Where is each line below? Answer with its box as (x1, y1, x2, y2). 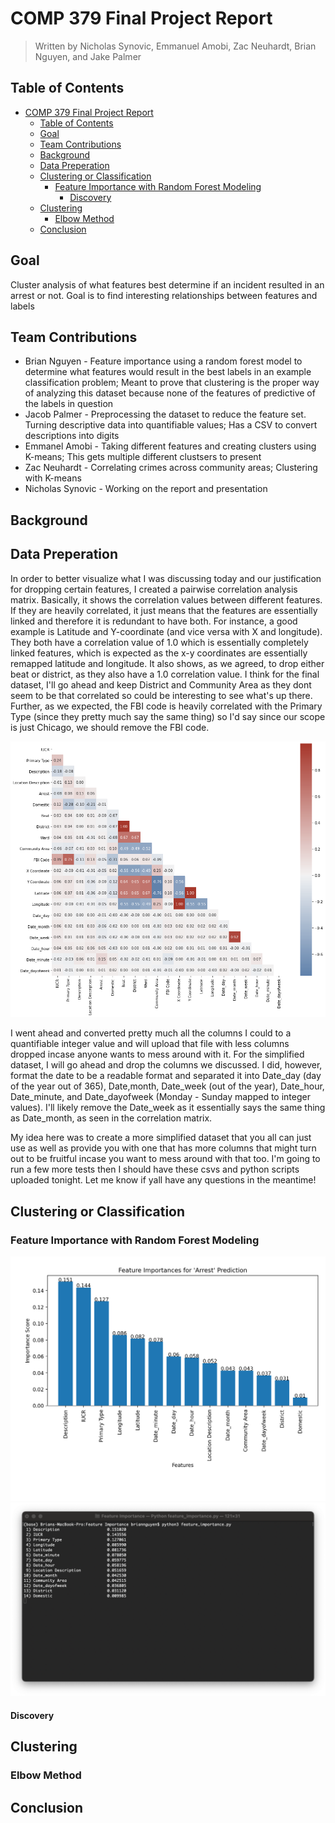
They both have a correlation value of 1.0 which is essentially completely (10, 636, 309, 648)
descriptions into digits (24, 430, 120, 442)
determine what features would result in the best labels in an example (24, 366, 312, 378)
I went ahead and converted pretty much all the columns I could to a (10, 1027, 292, 1039)
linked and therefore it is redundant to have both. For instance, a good (10, 615, 298, 627)
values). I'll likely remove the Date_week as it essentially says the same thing (10, 1102, 326, 1114)
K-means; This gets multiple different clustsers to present (24, 451, 262, 463)
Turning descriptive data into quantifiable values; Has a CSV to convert (24, 419, 318, 431)
